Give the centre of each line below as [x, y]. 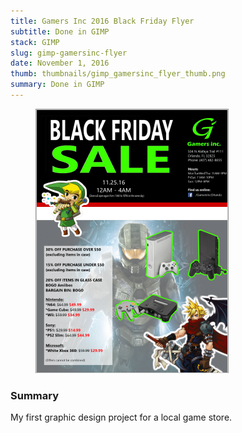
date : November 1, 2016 [60, 63]
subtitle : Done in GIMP [60, 31]
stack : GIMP [35, 42]
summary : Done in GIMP [57, 85]
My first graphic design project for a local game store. [121, 417]
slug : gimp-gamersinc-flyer [69, 53]
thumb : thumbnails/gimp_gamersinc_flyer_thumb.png [118, 74]
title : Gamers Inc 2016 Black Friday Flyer [102, 21]
